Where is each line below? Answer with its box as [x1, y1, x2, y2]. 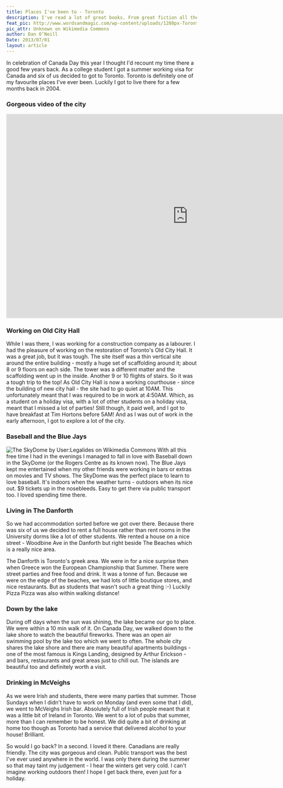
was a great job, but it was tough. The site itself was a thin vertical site [6, 353, 181, 360]
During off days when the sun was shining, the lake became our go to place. [6, 618, 197, 626]
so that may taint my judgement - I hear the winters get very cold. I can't [6, 761, 186, 769]
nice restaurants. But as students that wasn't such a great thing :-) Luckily [6, 583, 190, 590]
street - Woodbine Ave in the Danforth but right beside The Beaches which [6, 539, 192, 547]
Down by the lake [6, 604, 58, 613]
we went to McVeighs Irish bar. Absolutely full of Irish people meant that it [6, 705, 190, 712]
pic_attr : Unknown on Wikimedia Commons [6, 25, 110, 32]
